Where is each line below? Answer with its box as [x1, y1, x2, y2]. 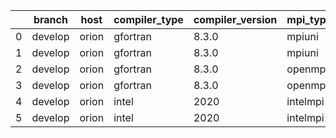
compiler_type [113, 13, 184, 26]
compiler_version [193, 13, 278, 26]
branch [33, 13, 68, 26]
